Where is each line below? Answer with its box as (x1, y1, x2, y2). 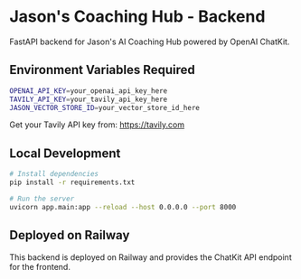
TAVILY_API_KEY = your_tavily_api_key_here (9, 95, 168, 104)
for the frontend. (9, 261, 71, 272)
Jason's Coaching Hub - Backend (9, 6, 266, 27)
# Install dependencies (9, 170, 99, 179)
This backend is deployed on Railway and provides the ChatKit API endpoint (9, 251, 292, 263)
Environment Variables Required (9, 62, 196, 78)
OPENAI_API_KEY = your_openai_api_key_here (9, 86, 168, 96)
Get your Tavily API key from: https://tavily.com (9, 119, 185, 130)
